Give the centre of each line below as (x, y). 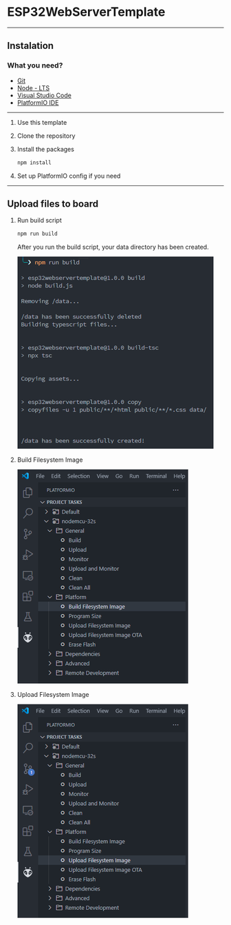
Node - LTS (33, 88)
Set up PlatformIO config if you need (69, 176)
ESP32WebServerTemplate (86, 12)
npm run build (37, 234)
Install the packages (45, 149)
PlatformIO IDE (38, 102)
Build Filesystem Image (50, 460)
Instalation (30, 46)
